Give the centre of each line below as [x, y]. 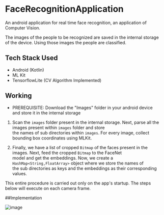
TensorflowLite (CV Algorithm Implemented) [57, 80]
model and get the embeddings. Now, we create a [63, 158]
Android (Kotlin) [28, 70]
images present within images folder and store [58, 127]
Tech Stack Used [31, 58]
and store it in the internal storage [46, 113]
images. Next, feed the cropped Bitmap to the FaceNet [67, 153]
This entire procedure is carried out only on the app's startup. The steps [78, 183]
